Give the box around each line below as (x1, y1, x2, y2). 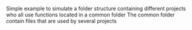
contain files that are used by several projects (6, 18, 117, 24)
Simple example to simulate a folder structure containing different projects (6, 5, 187, 12)
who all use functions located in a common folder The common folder (6, 11, 175, 18)
